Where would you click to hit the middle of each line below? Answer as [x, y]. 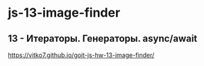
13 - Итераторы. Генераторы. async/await [103, 39]
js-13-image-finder [64, 13]
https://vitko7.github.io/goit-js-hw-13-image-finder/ [81, 55]
